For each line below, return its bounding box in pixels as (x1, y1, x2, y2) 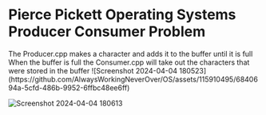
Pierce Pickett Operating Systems (8, 6, 236, 24)
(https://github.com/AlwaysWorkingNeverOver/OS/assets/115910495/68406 (8, 74, 258, 84)
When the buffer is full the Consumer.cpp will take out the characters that (8, 57, 250, 67)
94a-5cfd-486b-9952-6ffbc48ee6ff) (8, 82, 130, 93)
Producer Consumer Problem (8, 22, 206, 41)
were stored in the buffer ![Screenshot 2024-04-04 (8, 65, 178, 75)
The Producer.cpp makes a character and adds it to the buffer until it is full (8, 49, 253, 58)
